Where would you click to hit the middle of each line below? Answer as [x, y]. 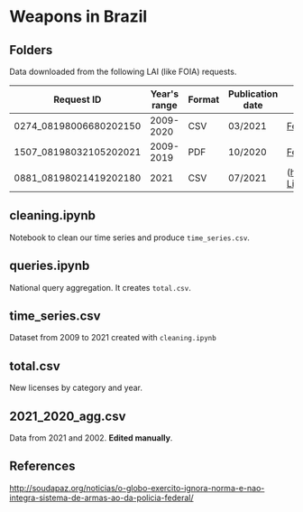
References [42, 466]
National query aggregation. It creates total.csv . [100, 287]
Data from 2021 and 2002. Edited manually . [91, 438]
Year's [164, 94]
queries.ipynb [50, 266]
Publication [253, 94]
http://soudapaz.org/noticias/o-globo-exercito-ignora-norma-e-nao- [137, 488]
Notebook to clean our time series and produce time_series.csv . [130, 237]
